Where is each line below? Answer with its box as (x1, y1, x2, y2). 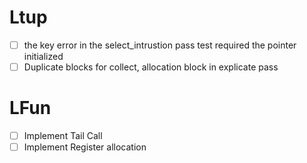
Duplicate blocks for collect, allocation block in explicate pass (23, 61, 279, 73)
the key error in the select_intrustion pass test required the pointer (23, 39, 297, 51)
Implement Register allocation (23, 141, 147, 153)
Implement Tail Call (23, 130, 103, 141)
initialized (23, 51, 64, 62)
